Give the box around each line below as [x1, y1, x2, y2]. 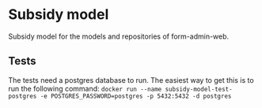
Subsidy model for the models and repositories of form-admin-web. [8, 32, 230, 41]
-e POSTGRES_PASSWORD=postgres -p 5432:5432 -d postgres [40, 92, 232, 100]
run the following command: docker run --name [8, 84, 162, 93]
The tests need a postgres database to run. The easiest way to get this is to [8, 75, 255, 84]
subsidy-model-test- [165, 85, 233, 93]
